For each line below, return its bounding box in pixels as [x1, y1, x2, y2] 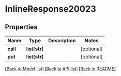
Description [48, 38, 76, 44]
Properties [5, 23, 38, 31]
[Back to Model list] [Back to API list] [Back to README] [5, 66, 116, 72]
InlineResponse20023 [5, 3, 96, 15]
